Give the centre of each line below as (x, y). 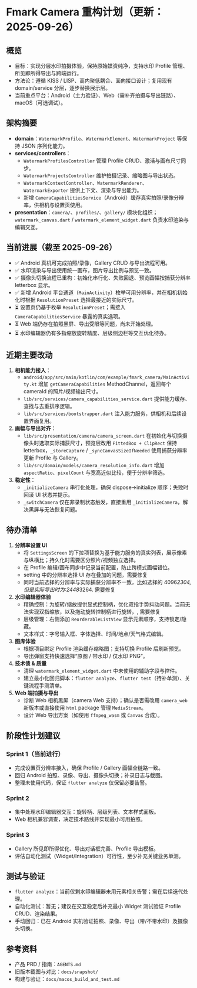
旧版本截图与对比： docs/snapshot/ (56, 971)
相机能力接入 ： (33, 370)
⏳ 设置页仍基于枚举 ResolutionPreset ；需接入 (70, 307)
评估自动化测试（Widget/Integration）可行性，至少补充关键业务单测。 (99, 856)
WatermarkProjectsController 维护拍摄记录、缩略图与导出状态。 (101, 175)
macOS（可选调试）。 (40, 103)
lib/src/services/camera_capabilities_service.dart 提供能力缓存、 (107, 399)
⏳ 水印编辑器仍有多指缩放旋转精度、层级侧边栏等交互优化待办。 (92, 333)
